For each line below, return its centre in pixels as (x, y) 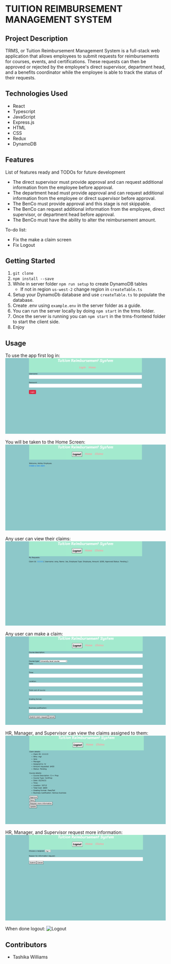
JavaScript (24, 117)
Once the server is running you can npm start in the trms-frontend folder (89, 317)
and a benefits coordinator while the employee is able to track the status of (84, 72)
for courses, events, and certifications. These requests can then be (76, 61)
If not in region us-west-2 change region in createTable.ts (81, 289)
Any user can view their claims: (38, 538)
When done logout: (25, 929)
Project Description (37, 38)
